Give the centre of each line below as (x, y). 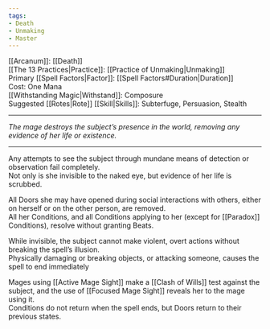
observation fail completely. (54, 167)
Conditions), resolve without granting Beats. (81, 225)
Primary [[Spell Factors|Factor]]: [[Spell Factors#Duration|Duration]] (121, 78)
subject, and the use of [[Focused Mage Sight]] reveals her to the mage (127, 291)
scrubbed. (25, 184)
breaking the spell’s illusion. (54, 249)
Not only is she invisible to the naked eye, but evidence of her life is (120, 176)
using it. (21, 299)
